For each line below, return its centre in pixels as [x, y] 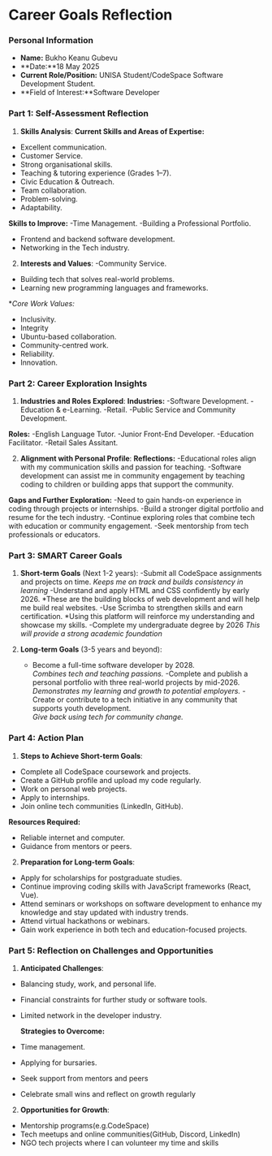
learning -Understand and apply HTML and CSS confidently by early [135, 591]
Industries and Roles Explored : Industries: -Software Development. [134, 401]
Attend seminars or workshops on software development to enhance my [141, 903]
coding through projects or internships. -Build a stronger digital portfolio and [136, 509]
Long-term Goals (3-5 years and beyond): [91, 649]
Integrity [34, 327]
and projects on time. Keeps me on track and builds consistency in [132, 582]
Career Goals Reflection [91, 15]
